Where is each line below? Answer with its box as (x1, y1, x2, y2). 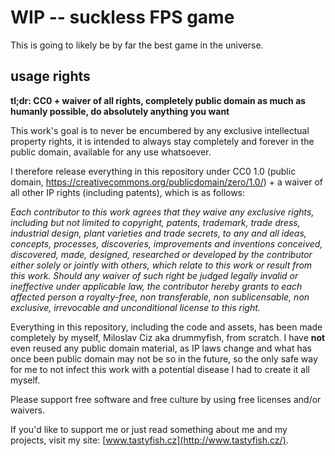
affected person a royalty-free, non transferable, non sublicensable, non (10, 291, 310, 303)
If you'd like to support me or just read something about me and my (10, 423, 288, 435)
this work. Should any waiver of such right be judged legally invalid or (10, 269, 299, 281)
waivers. (10, 404, 46, 416)
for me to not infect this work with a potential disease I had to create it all (10, 363, 310, 375)
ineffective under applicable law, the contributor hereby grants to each (10, 280, 303, 292)
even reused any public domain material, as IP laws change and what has (10, 342, 312, 354)
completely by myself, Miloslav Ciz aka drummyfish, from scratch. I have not (10, 331, 326, 343)
